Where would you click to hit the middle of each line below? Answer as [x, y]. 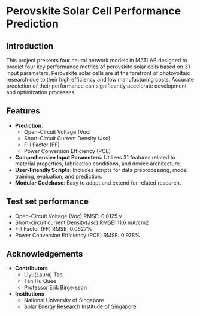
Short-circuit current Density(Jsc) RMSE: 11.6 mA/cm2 [82, 222]
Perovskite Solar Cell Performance [94, 11]
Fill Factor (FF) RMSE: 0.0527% [54, 228]
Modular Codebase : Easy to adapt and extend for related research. [98, 183]
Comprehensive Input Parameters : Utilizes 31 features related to [95, 157]
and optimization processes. [41, 92]
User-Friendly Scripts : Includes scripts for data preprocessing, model [101, 170]
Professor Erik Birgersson [55, 288]
